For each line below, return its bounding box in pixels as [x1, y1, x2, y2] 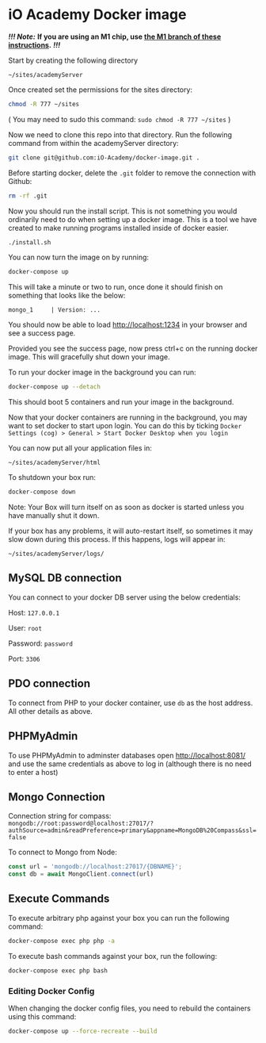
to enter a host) [8, 767, 59, 776]
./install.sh [8, 238, 51, 247]
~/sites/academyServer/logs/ [8, 550, 104, 558]
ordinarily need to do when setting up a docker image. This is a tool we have [8, 214, 257, 224]
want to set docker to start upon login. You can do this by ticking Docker [8, 421, 242, 431]
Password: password [8, 638, 74, 648]
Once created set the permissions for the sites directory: [8, 85, 192, 94]
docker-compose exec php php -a [8, 937, 115, 945]
